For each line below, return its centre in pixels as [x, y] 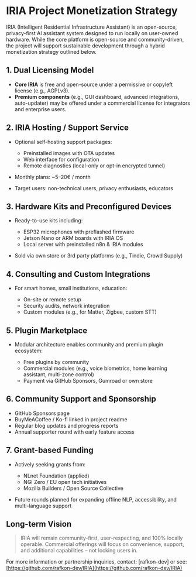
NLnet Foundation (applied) [56, 476]
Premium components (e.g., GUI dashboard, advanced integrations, [97, 97]
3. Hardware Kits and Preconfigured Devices [89, 206]
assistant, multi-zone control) [59, 375]
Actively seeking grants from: [50, 464]
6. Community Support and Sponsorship [81, 399]
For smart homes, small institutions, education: [71, 288]
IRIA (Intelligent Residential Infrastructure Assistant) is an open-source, [92, 27]
